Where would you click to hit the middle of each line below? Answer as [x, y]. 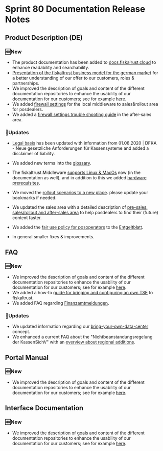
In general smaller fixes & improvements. [53, 237]
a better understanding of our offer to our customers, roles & [73, 78]
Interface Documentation [44, 408]
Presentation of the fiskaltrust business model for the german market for [85, 73]
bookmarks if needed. [34, 198]
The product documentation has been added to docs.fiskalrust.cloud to [84, 62]
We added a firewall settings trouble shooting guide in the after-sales [82, 114]
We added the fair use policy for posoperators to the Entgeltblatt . [78, 227]
